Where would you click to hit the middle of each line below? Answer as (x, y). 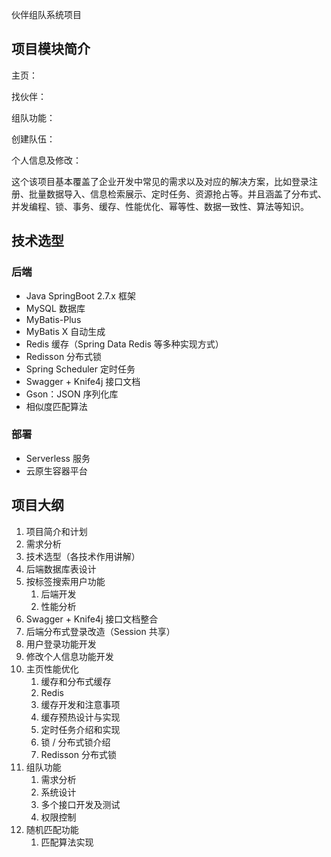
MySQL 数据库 (55, 308)
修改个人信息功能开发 (69, 656)
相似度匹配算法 (56, 406)
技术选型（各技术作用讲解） (83, 556)
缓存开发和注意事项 (80, 704)
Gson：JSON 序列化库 (72, 394)
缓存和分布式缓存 (76, 681)
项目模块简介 (51, 49)
